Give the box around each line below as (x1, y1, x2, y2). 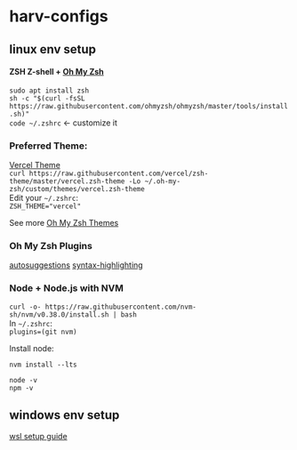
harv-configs (9, 6, 108, 27)
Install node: (9, 342, 55, 353)
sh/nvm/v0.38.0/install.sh (9, 309, 109, 319)
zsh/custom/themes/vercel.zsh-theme (9, 185, 145, 194)
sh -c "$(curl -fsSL (9, 93, 86, 103)
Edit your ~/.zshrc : (9, 193, 78, 204)
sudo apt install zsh (9, 86, 90, 95)
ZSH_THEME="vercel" (9, 202, 82, 211)
